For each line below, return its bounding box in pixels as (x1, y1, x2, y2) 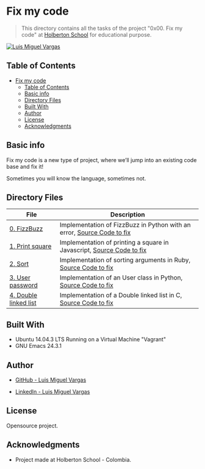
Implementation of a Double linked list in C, (60, 291, 182, 300)
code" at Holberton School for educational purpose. (21, 31, 152, 38)
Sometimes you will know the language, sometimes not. (6, 174, 146, 182)
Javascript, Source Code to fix (60, 246, 147, 254)
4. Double (9, 291, 38, 300)
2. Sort (9, 260, 29, 268)
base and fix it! (6, 163, 44, 170)
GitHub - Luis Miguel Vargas (15, 376, 87, 383)
